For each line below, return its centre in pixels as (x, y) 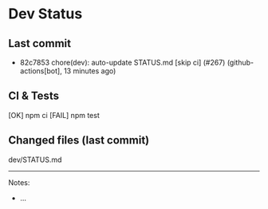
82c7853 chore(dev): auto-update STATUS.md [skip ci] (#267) (122, 62)
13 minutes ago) (90, 71)
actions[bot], (41, 71)
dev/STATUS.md (35, 160)
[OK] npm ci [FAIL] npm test (54, 115)
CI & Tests (34, 96)
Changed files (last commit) (79, 140)
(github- (240, 62)
